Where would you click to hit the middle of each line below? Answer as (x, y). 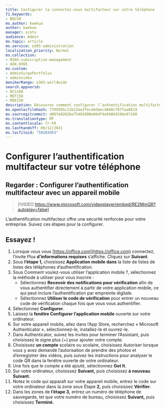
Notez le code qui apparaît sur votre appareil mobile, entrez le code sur (84, 382)
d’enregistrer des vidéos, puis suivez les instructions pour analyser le (82, 356)
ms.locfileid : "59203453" (32, 133)
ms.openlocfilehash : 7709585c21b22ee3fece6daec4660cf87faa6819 (71, 110)
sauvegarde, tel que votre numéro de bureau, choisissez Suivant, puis (83, 397)
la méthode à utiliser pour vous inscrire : (53, 277)
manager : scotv (21, 32)
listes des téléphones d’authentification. (53, 267)
